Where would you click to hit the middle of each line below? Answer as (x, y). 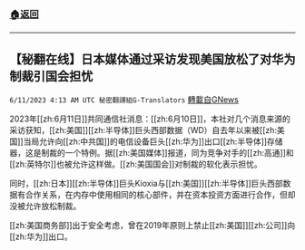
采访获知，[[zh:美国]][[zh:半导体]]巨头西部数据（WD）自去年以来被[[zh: (143, 130)
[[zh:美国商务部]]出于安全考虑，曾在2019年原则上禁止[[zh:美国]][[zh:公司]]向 (152, 226)
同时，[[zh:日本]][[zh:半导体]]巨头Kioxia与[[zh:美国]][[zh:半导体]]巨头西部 (146, 184)
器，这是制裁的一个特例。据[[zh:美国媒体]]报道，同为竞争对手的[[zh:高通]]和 (152, 153)
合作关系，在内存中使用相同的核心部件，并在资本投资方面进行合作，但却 (160, 195)
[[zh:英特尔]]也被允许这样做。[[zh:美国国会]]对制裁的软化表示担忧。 (136, 164)
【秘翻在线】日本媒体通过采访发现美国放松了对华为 (152, 59)
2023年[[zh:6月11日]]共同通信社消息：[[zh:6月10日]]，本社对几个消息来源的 (150, 119)
